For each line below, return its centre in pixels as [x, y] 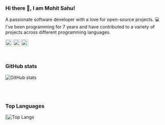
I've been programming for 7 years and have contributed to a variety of [80, 27]
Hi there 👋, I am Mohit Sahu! [40, 8]
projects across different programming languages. [58, 32]
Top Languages [25, 106]
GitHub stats [21, 66]
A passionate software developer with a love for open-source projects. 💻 [82, 19]
